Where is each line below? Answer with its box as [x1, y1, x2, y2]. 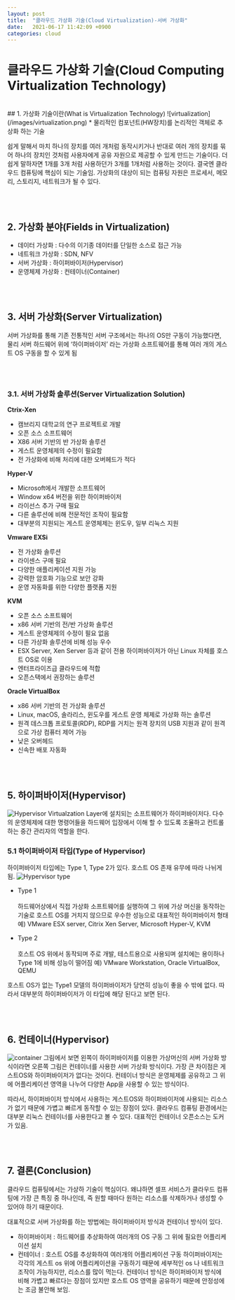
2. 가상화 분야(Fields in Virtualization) [7, 221, 170, 233]
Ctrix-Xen [7, 405, 36, 414]
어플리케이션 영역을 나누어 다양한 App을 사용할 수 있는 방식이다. [14, 1080, 189, 1088]
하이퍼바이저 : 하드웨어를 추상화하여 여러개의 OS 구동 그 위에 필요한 [17, 1232, 202, 1241]
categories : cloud [7, 30, 61, 37]
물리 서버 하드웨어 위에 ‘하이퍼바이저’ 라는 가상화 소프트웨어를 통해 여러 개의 [7, 339, 215, 348]
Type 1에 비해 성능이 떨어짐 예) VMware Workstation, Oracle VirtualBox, [17, 959, 220, 967]
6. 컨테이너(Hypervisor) [7, 1033, 110, 1045]
